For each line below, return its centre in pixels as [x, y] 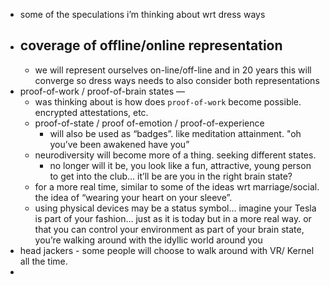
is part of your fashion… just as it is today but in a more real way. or [173, 218]
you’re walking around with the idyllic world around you [148, 240]
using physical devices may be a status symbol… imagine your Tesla [175, 208]
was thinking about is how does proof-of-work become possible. [168, 101]
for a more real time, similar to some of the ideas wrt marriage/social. [177, 186]
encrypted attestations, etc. [91, 112]
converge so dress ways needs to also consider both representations [177, 80]
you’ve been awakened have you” [119, 144]
